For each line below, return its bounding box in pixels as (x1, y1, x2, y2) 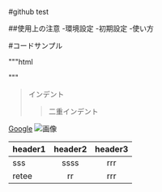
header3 (94, 143, 129, 155)
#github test (8, 7, 49, 16)
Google (8, 124, 33, 133)
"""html (8, 57, 34, 66)
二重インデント (48, 107, 99, 116)
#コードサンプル (8, 41, 63, 50)
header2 (53, 143, 87, 155)
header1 (12, 143, 46, 155)
